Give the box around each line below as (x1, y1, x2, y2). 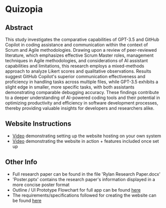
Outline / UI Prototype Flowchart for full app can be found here (12, 187, 141, 193)
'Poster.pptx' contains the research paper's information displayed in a (12, 176, 156, 182)
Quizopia (5, 3, 43, 15)
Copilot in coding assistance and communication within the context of (5, 42, 148, 48)
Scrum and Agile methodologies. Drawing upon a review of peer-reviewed (5, 47, 157, 53)
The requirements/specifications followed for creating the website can (12, 192, 157, 198)
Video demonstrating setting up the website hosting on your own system (12, 133, 162, 139)
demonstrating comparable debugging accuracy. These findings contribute (5, 90, 159, 95)
